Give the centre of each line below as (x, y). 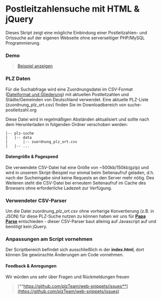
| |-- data (19, 137)
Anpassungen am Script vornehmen (49, 239)
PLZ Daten (18, 79)
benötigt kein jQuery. (26, 227)
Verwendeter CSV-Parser (36, 201)
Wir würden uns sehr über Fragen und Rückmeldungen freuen (68, 277)
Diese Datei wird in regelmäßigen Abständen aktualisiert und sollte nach (77, 119)
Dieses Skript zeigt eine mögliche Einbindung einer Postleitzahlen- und (76, 32)
